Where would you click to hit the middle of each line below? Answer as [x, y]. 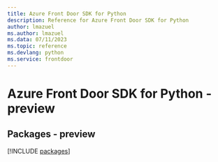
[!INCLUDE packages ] [39, 151]
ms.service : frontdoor [40, 59]
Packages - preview [51, 134]
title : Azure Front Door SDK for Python [67, 14]
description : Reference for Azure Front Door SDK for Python [98, 20]
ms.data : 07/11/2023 [37, 40]
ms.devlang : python [36, 53]
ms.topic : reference [37, 46]
